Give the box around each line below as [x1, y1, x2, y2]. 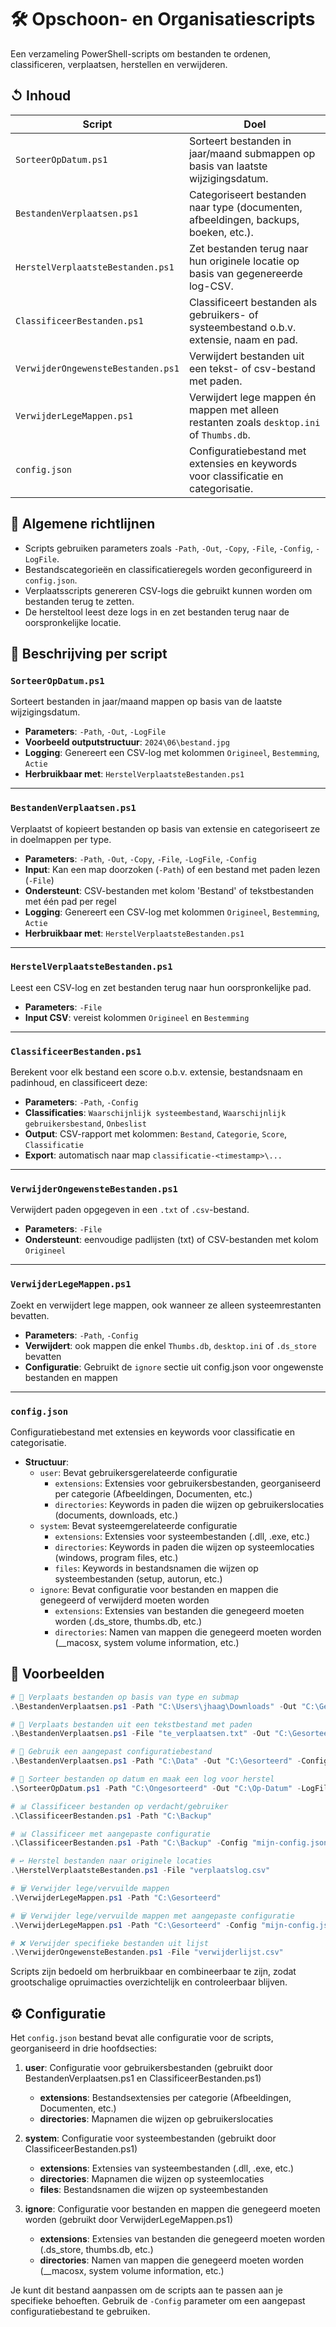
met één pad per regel [24, 895, 117, 907]
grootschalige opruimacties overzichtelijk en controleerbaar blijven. [10, 1976, 288, 1988]
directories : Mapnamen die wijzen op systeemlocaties [39, 2173, 265, 2185]
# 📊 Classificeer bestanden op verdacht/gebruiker [10, 1801, 229, 1811]
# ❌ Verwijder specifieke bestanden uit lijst [10, 1938, 209, 1948]
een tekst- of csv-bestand [188, 361, 316, 375]
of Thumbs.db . [188, 427, 251, 441]
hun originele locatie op [188, 254, 300, 268]
